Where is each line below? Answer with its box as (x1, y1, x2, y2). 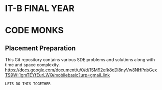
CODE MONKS (5, 25, 64, 36)
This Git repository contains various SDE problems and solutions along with (5, 57, 155, 63)
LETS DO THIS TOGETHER (5, 81, 51, 87)
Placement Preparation (5, 44, 76, 52)
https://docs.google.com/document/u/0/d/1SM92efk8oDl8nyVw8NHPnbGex (5, 67, 157, 73)
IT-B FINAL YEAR (5, 3, 75, 14)
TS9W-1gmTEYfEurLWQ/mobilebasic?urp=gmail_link (5, 72, 110, 78)
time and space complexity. (5, 62, 60, 68)
